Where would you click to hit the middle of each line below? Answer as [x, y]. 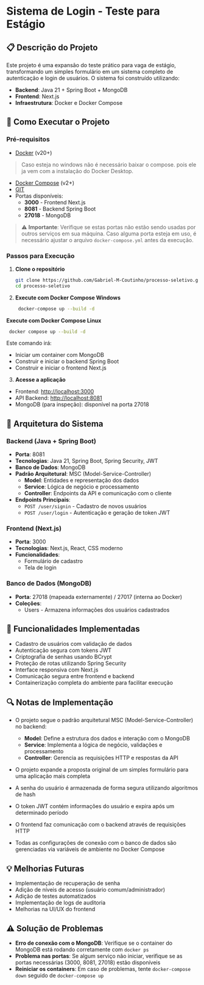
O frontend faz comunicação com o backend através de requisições [100, 825]
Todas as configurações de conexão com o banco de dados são [96, 843]
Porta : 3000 [30, 542]
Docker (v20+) [33, 152]
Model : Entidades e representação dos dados [82, 481]
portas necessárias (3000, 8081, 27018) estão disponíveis [88, 962]
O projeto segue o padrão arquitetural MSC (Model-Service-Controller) [104, 720]
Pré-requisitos [28, 140]
